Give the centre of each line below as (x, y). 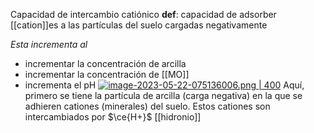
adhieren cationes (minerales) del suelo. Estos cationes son (147, 106)
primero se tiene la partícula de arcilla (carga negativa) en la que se (163, 95)
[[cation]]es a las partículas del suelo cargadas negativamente (139, 25)
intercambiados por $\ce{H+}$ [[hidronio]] (113, 117)
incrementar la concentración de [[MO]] (107, 74)
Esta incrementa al (49, 44)
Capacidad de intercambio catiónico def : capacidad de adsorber (143, 14)
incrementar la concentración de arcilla (105, 63)
